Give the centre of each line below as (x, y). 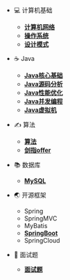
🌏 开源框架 (30, 195)
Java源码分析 (44, 84)
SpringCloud (42, 240)
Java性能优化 (44, 93)
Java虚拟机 (41, 110)
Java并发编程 (44, 101)
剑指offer (37, 150)
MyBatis (36, 226)
